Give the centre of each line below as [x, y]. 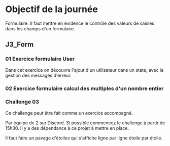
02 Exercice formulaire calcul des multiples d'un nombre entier [84, 88]
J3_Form [20, 45]
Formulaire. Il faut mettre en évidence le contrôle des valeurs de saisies [80, 23]
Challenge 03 [22, 102]
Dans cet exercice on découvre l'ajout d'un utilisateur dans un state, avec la [84, 70]
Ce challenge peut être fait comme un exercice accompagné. [69, 113]
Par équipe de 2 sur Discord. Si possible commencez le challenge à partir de [85, 123]
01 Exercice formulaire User [40, 59]
